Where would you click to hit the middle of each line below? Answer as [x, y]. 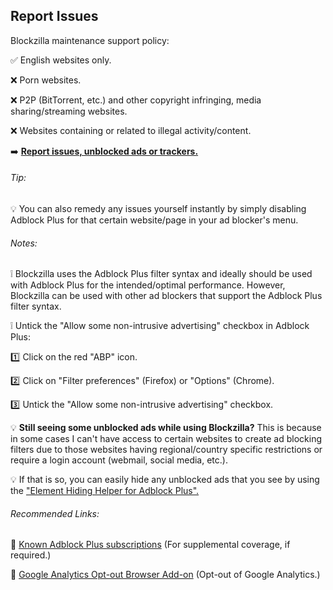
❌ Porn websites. [46, 80]
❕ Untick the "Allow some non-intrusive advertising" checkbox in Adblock [160, 326]
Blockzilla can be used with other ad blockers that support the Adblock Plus [166, 296]
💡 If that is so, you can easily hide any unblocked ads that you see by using [165, 480]
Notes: [24, 243]
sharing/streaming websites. [69, 111]
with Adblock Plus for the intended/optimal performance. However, [148, 285]
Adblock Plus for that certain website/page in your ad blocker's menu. [154, 220]
